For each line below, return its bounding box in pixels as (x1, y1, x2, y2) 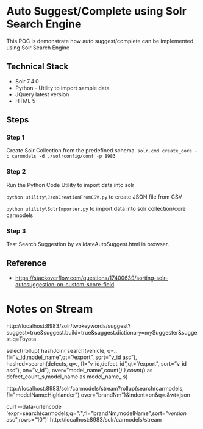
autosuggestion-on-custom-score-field (15, 280, 115, 288)
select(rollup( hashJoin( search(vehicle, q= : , (6, 347, 118, 354)
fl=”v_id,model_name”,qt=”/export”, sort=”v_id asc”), (6, 353, 137, 361)
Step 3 (6, 227, 26, 235)
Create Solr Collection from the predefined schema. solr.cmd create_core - (6, 147, 198, 154)
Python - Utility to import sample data (15, 84, 110, 91)
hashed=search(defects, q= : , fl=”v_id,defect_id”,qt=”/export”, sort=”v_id (6, 360, 187, 367)
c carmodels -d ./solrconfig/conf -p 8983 (6, 154, 116, 160)
